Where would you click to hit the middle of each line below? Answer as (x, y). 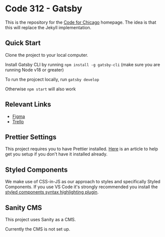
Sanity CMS (24, 208)
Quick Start (23, 43)
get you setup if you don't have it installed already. (56, 154)
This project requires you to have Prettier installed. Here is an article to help (82, 149)
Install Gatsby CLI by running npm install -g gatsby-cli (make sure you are (82, 64)
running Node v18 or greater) (34, 70)
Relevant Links (28, 104)
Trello (18, 121)
